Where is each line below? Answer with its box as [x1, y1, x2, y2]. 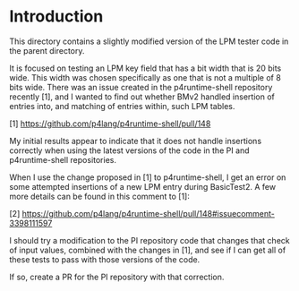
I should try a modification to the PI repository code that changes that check [9, 235, 290, 245]
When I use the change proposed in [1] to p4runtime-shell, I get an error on [9, 172, 286, 183]
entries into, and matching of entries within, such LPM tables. [9, 100, 235, 111]
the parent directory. [9, 45, 85, 56]
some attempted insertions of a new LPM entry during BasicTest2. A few [9, 181, 276, 192]
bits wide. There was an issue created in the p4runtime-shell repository [9, 81, 273, 92]
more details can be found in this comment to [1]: [9, 191, 191, 201]
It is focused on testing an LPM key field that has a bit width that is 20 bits [9, 63, 282, 73]
